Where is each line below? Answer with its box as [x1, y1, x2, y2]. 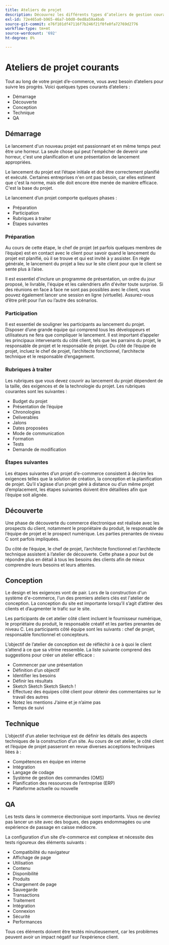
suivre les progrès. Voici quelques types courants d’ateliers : [5, 84, 130, 90]
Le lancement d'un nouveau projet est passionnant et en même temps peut [5, 143, 161, 149]
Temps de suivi [12, 705, 44, 711]
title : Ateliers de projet [5, 7, 62, 13]
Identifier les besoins [12, 673, 56, 679]
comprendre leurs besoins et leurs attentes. [5, 562, 96, 568]
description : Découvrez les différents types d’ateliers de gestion [5, 12, 152, 17]
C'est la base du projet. [5, 185, 54, 191]
